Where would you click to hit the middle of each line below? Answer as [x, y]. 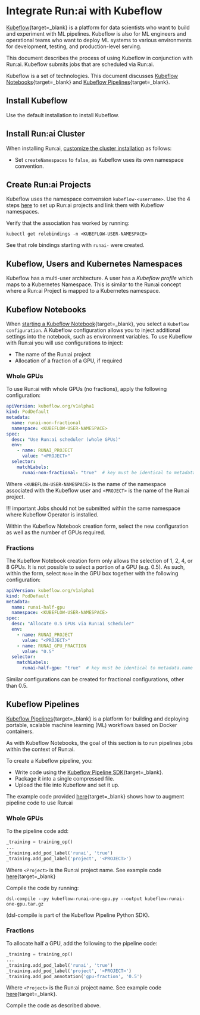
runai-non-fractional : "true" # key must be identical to [96, 472]
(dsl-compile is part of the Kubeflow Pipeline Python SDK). [78, 915]
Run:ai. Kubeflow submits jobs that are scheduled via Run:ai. [80, 64]
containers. [20, 731]
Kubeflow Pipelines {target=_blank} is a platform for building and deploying [98, 719]
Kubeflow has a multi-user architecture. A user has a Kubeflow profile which [100, 278]
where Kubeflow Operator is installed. [52, 514]
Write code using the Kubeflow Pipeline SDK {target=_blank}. [89, 772]
